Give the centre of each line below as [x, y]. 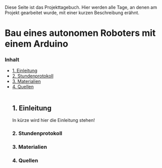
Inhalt [12, 60]
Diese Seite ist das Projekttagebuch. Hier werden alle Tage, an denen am [81, 7]
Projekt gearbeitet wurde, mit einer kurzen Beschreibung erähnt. [72, 13]
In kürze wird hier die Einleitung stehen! [53, 120]
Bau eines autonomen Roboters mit [80, 33]
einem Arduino [37, 44]
